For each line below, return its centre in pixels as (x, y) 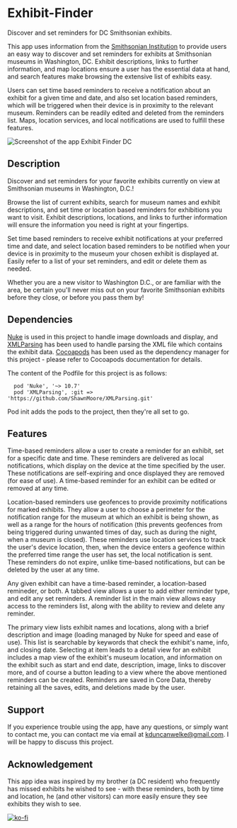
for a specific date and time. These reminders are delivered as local (105, 458)
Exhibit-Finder (50, 13)
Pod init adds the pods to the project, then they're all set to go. (98, 412)
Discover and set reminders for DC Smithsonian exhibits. (89, 33)
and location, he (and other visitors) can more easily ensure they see (108, 796)
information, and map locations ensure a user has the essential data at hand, (119, 69)
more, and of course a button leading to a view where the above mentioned (117, 673)
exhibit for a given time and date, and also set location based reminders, (112, 98)
